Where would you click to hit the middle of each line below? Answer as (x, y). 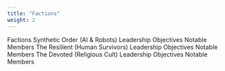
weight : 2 (21, 20)
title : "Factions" (34, 13)
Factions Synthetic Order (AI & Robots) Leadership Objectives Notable (107, 39)
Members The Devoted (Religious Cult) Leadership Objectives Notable (107, 54)
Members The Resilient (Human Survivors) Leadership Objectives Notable (112, 47)
